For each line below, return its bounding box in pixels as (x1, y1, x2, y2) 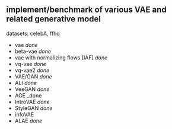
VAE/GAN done (14, 73, 52, 80)
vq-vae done (14, 60, 46, 67)
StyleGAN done (14, 104, 53, 112)
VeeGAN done (14, 86, 50, 93)
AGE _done (14, 92, 42, 99)
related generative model (6, 14, 101, 24)
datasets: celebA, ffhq (6, 30, 60, 37)
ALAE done (14, 117, 43, 124)
